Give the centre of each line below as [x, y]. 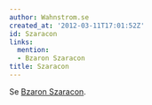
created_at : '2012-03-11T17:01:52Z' [77, 26]
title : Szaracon [39, 67]
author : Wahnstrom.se [49, 17]
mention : [33, 50]
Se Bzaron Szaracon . [48, 91]
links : [21, 42]
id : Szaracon [33, 34]
